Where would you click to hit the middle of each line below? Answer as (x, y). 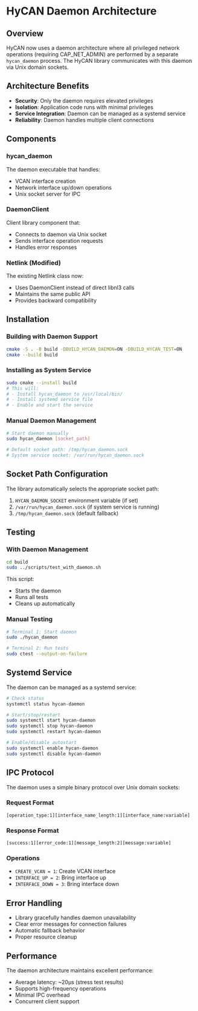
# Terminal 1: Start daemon (42, 632)
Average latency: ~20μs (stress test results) (69, 982)
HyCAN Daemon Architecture (81, 11)
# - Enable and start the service (50, 405)
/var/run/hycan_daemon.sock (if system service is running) (87, 507)
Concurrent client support (47, 1001)
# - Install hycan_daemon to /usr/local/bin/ (64, 394)
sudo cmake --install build (42, 383)
